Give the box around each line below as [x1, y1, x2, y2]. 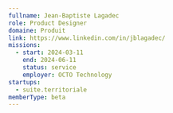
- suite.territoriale [15, 85, 88, 94]
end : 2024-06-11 [22, 56, 77, 64]
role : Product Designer [8, 19, 88, 27]
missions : [8, 41, 41, 49]
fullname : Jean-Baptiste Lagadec [8, 11, 120, 20]
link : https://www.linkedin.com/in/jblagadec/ [8, 33, 166, 42]
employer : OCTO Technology [22, 71, 112, 79]
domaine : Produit [8, 26, 66, 34]
